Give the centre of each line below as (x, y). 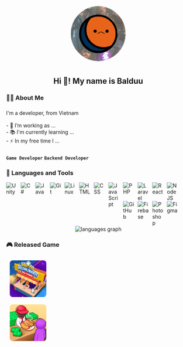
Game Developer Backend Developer (47, 158)
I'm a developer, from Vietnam (42, 113)
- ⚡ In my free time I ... (33, 141)
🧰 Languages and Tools (40, 173)
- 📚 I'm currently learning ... (40, 132)
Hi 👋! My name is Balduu (98, 81)
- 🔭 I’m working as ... (31, 125)
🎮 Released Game (33, 245)
